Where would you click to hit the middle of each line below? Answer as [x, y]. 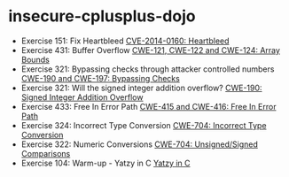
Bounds [35, 59]
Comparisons [46, 153]
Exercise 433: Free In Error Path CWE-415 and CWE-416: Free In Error [148, 106]
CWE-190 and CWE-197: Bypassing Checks [101, 78]
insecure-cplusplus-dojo [102, 16]
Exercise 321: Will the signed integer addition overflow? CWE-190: [141, 88]
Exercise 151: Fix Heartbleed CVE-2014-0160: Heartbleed [125, 41]
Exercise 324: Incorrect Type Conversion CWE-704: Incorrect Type [144, 125]
